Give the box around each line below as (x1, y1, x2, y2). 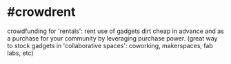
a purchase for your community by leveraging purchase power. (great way (7, 34, 218, 42)
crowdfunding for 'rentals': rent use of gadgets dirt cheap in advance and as (7, 27, 224, 35)
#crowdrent (7, 4, 76, 20)
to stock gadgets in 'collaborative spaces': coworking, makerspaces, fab (7, 41, 214, 50)
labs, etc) (7, 49, 34, 57)
